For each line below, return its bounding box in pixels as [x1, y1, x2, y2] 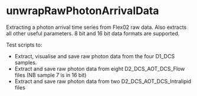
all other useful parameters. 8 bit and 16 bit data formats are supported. [6, 29, 180, 37]
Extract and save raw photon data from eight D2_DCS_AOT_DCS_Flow [14, 65, 185, 72]
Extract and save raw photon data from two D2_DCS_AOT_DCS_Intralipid [14, 78, 192, 85]
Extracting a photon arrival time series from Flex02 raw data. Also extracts [6, 24, 187, 31]
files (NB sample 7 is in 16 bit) [14, 71, 87, 78]
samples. [14, 59, 37, 66]
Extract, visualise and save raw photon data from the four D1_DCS [14, 52, 175, 59]
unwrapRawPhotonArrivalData [6, 4, 159, 18]
